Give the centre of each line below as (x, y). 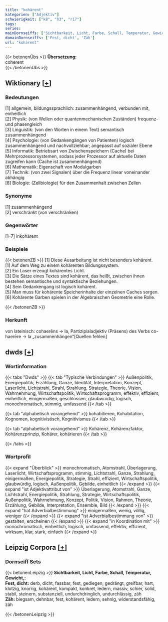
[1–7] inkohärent (22, 236)
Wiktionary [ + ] (28, 83)
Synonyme (19, 196)
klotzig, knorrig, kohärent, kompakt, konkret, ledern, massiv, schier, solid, (80, 589)
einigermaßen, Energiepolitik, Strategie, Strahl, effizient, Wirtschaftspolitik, (82, 478)
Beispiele (17, 249)
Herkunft (16, 320)
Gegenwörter (22, 225)
